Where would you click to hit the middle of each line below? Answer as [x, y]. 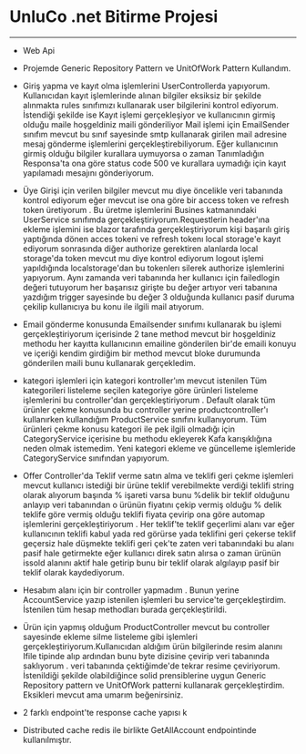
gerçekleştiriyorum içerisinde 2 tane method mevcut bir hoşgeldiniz [149, 333]
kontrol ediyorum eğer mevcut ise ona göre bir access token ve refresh [156, 200]
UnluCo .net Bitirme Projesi [114, 17]
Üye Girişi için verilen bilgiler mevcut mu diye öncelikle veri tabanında [153, 190]
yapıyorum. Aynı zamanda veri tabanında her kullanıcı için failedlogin [151, 277]
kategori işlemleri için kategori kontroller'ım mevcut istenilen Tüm [144, 381]
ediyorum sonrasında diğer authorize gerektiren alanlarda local [140, 249]
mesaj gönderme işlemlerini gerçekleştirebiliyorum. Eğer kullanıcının [150, 144]
